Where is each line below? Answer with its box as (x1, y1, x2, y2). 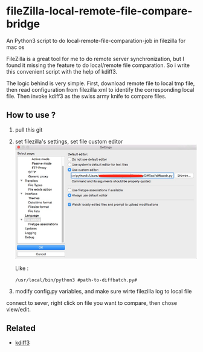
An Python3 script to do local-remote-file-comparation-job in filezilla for (6, 37, 186, 44)
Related (6, 323, 36, 333)
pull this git (14, 126, 43, 133)
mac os (6, 43, 25, 51)
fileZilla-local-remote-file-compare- (6, 4, 193, 18)
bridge (6, 17, 40, 31)
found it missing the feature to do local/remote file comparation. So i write (6, 62, 190, 69)
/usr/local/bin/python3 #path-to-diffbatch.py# (14, 277, 137, 283)
